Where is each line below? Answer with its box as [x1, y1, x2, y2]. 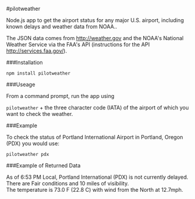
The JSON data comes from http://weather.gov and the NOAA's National [6, 35, 184, 41]
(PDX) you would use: [6, 140, 60, 147]
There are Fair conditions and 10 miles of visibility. [6, 180, 129, 187]
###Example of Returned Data [6, 162, 81, 169]
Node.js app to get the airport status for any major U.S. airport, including [6, 17, 184, 23]
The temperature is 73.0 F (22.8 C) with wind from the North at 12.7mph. [6, 186, 184, 193]
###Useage [6, 81, 36, 88]
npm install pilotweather [6, 71, 70, 76]
